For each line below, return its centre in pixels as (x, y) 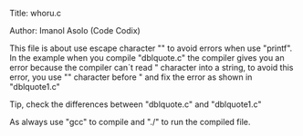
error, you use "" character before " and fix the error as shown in (131, 77)
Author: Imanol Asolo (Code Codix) (75, 30)
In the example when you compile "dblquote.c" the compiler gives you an (147, 58)
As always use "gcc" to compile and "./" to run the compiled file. (130, 122)
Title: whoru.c (36, 13)
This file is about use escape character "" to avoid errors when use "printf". (151, 48)
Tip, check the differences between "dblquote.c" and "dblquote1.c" (136, 104)
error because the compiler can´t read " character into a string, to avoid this (151, 68)
